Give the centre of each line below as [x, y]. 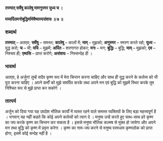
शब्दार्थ [11, 32]
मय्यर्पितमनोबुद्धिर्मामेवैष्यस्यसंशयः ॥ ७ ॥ [34, 19]
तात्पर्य [10, 101]
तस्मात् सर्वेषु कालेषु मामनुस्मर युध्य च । [34, 8]
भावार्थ [10, 67]
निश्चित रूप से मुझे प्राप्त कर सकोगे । [33, 88]
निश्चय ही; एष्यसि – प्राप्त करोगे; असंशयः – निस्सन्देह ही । [49, 53]
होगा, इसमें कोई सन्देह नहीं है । [28, 133]
